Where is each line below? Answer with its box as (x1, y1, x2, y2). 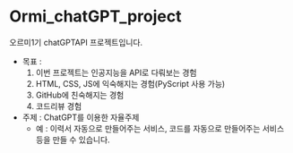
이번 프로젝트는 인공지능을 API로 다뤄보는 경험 (35, 67, 197, 78)
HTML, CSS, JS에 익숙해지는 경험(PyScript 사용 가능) (35, 78, 226, 89)
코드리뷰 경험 (35, 100, 82, 111)
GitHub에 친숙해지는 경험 (35, 89, 125, 100)
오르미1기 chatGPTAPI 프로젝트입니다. (9, 37, 143, 47)
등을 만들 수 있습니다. (35, 134, 110, 145)
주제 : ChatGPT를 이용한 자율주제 (22, 112, 140, 123)
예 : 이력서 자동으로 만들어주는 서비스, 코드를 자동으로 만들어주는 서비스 (35, 123, 285, 133)
